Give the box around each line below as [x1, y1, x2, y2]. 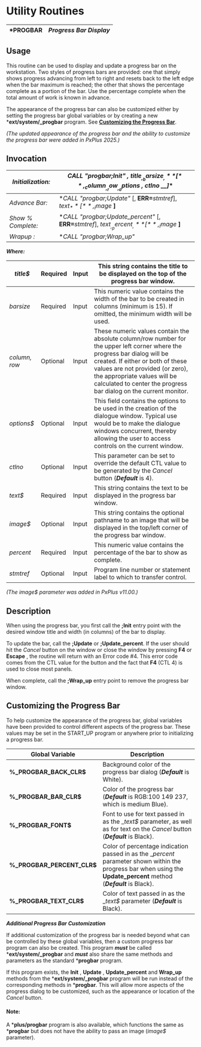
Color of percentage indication [102, 842, 188, 850]
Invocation [6, 154, 47, 164]
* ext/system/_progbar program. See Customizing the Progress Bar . [6, 118, 177, 125]
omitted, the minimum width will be [93, 310, 192, 318]
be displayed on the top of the [99, 270, 187, 278]
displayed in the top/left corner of [93, 523, 188, 532]
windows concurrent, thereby [93, 427, 177, 435]
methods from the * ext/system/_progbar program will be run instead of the [6, 974, 193, 982]
